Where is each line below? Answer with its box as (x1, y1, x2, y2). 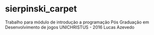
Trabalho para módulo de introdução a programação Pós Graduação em (5, 19, 149, 25)
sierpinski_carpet (5, 3, 77, 14)
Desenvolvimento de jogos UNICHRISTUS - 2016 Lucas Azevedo (5, 24, 135, 30)
